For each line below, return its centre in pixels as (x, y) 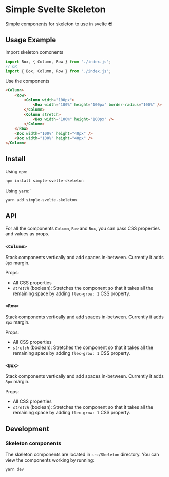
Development (27, 428)
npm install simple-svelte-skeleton (44, 181)
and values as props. (27, 234)
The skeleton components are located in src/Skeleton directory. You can (82, 454)
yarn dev (15, 469)
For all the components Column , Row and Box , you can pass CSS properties (83, 228)
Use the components (27, 81)
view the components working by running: (50, 460)
